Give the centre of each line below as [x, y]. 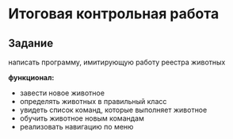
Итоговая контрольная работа [114, 14]
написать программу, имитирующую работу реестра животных [117, 62]
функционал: [31, 77]
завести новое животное [62, 93]
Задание [31, 43]
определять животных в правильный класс [93, 101]
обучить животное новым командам [82, 118]
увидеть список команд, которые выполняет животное [113, 110]
